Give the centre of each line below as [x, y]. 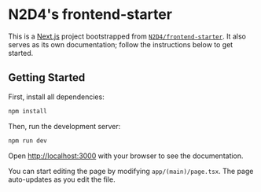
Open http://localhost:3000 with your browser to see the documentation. [126, 156]
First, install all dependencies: [56, 97]
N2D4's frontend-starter [90, 15]
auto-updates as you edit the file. [62, 179]
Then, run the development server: [64, 126]
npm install [28, 111]
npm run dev [28, 140]
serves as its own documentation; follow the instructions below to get [121, 44]
